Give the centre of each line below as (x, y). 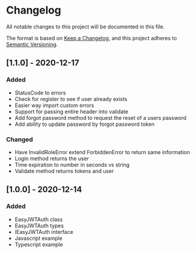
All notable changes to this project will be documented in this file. (86, 27)
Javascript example (39, 238)
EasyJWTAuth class (39, 219)
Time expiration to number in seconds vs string (72, 165)
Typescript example (39, 244)
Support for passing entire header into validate (71, 111)
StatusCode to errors (40, 93)
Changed (20, 139)
